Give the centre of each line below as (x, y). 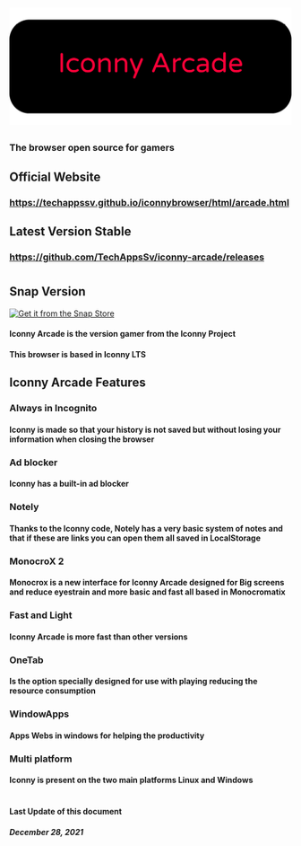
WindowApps (39, 714)
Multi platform (41, 759)
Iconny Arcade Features (77, 383)
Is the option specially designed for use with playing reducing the (133, 682)
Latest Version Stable (70, 231)
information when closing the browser (82, 439)
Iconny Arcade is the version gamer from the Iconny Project (122, 334)
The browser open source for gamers (92, 148)
